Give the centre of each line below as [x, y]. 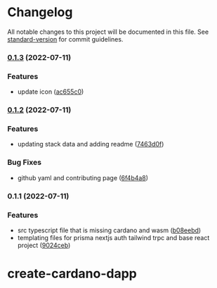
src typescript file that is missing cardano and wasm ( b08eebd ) [109, 230]
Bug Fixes [25, 163]
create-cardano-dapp [72, 274]
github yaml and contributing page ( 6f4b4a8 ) [83, 177]
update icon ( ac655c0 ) [51, 92]
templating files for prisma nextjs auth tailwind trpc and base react [113, 237]
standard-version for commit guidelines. [65, 39]
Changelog [40, 12]
